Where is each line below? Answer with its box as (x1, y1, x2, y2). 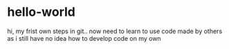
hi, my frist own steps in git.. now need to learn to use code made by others (7, 27, 223, 35)
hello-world (7, 4, 76, 20)
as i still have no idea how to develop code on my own (7, 34, 161, 42)
